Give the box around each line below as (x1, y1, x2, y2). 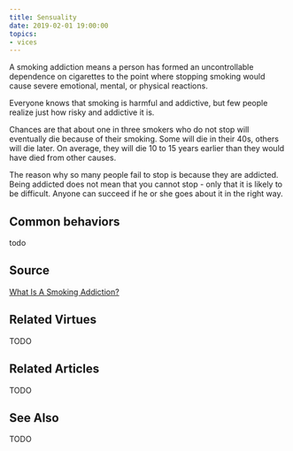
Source (9, 263, 50, 279)
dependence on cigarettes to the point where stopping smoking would (9, 72, 266, 82)
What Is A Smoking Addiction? (9, 287, 120, 297)
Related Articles (9, 362, 100, 377)
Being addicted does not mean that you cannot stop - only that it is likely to (9, 179, 283, 190)
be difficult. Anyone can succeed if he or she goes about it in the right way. (9, 188, 283, 199)
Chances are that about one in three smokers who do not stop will (9, 125, 250, 135)
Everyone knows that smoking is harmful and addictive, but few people (9, 98, 268, 109)
